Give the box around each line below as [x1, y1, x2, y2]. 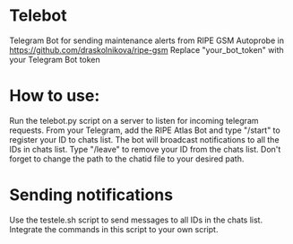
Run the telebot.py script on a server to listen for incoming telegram [9, 115, 259, 126]
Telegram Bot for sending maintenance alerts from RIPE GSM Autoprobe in [9, 35, 285, 46]
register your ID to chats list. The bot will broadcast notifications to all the [9, 134, 280, 144]
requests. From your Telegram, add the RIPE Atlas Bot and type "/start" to [9, 125, 280, 135]
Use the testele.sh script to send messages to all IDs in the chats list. [9, 214, 263, 225]
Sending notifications [9, 185, 173, 205]
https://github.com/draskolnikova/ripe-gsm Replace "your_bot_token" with [9, 44, 284, 55]
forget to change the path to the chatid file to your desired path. [9, 153, 245, 164]
